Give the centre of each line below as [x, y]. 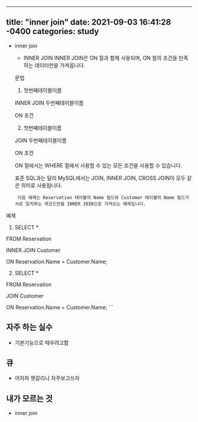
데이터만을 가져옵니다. [60, 65]
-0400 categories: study [52, 32]
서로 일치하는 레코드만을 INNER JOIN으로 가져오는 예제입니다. [80, 204]
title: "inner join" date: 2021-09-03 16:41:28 [89, 22]
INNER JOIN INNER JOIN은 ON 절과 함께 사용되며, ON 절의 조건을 [100, 58]
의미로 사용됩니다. [42, 185]
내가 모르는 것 [29, 398]
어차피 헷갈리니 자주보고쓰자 [47, 378]
